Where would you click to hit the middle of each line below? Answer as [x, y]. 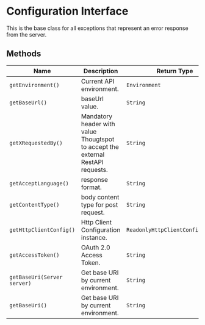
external [93, 154]
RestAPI [92, 162]
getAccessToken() [34, 255]
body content [100, 197]
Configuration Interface [67, 11]
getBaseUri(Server [36, 277]
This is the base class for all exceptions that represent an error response [97, 28]
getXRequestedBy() [36, 143]
